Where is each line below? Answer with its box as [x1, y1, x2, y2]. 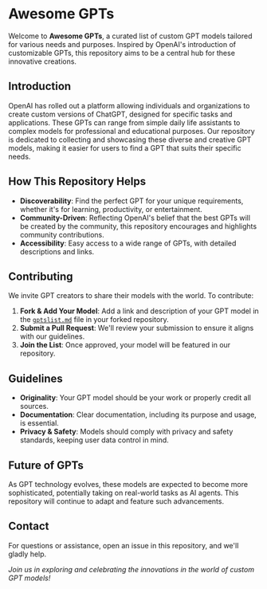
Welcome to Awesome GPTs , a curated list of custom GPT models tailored [8, 31, 253, 41]
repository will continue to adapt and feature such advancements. [8, 497, 225, 506]
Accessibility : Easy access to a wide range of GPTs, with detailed [19, 238, 237, 248]
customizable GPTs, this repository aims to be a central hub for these [8, 48, 235, 57]
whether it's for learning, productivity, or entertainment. [19, 204, 203, 214]
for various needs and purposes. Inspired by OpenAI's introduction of [8, 39, 237, 49]
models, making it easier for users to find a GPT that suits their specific [8, 143, 241, 152]
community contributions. [19, 230, 105, 239]
